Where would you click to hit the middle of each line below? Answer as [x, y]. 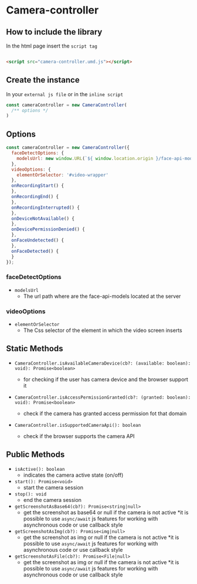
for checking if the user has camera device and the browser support [106, 379]
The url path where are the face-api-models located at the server [102, 296]
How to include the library [54, 32]
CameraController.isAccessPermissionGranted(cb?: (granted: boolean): [103, 397]
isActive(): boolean [40, 469]
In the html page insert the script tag [52, 46]
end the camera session [52, 500]
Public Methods [35, 455]
